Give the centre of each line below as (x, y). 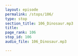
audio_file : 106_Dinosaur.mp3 (36, 42)
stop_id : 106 (18, 37)
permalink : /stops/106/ (29, 14)
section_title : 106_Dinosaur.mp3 (39, 23)
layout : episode (22, 10)
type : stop (16, 19)
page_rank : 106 (21, 32)
